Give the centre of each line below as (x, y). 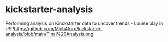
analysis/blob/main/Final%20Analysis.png (50, 34)
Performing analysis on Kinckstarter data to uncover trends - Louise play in (84, 23)
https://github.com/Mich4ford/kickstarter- (58, 28)
